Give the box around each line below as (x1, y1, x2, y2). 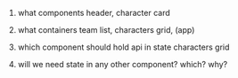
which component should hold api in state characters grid (17, 42, 230, 52)
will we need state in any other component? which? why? (17, 59, 228, 69)
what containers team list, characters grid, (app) (17, 25, 195, 35)
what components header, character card (17, 8, 171, 18)
